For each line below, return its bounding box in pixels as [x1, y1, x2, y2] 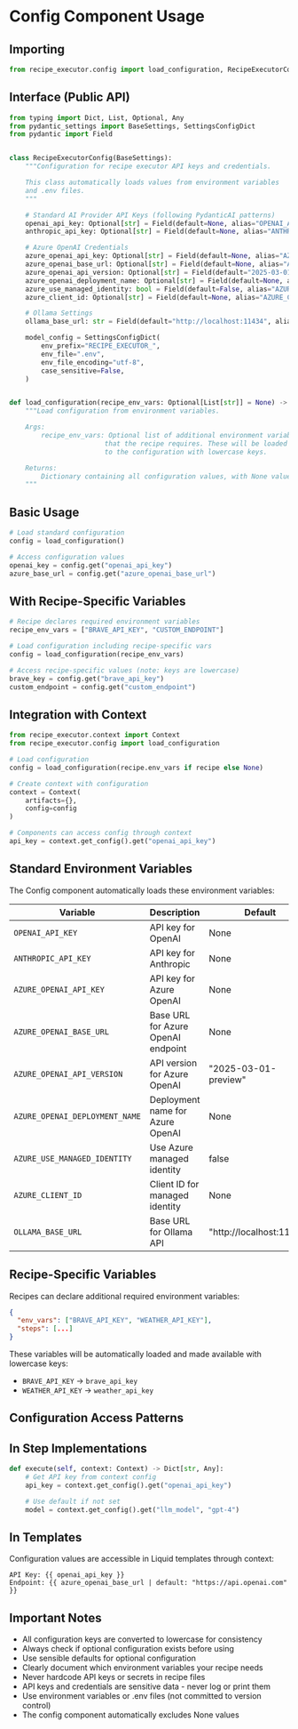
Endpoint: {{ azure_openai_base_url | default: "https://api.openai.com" [9, 1579, 288, 1588]
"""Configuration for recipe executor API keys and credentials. [25, 162, 272, 171]
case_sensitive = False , [41, 366, 125, 375]
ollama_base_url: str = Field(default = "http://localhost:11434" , [25, 318, 272, 326]
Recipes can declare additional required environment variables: [9, 1291, 240, 1301]
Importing [9, 42, 65, 57]
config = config [25, 804, 77, 813]
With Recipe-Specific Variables [9, 593, 186, 608]
